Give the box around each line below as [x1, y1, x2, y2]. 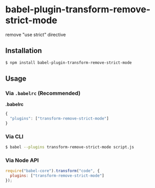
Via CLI [5, 133, 24, 140]
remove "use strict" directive [5, 31, 66, 37]
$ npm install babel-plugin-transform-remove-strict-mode [5, 60, 132, 65]
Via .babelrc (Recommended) [5, 89, 81, 97]
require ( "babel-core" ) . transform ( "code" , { [5, 168, 100, 174]
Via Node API [5, 157, 39, 164]
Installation [5, 46, 42, 55]
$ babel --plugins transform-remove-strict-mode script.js [5, 145, 134, 150]
